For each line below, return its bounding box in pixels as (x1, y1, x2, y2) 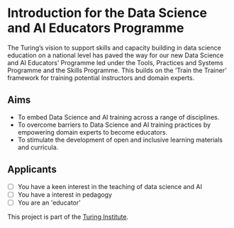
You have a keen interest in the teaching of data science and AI (17, 182, 202, 190)
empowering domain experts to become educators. (17, 127, 168, 136)
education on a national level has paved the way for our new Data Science (7, 51, 224, 59)
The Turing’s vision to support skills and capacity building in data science (7, 43, 221, 52)
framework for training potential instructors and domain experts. (7, 73, 195, 82)
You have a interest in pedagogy (17, 190, 112, 199)
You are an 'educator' (17, 198, 82, 207)
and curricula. (17, 143, 59, 152)
